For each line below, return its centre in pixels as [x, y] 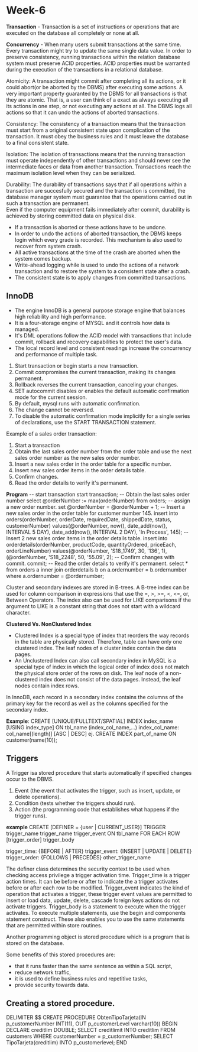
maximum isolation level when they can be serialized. [71, 173]
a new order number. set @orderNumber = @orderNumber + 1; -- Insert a [95, 506]
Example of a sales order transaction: [51, 434]
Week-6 [26, 10]
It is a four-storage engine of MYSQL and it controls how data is [92, 323]
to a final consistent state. [38, 142]
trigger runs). [31, 816]
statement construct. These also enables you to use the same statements [95, 919]
